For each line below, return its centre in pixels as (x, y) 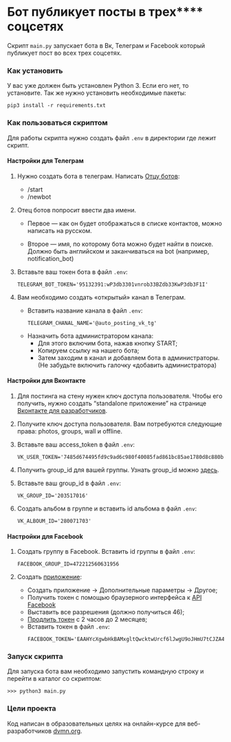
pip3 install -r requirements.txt (57, 106)
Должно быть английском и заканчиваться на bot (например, (118, 251)
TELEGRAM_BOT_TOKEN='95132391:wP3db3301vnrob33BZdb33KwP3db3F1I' (112, 284)
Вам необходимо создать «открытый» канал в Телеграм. (101, 297)
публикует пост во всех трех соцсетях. (65, 53)
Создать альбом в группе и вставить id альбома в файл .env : (107, 508)
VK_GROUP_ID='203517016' (53, 495)
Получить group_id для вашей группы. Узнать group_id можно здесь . (118, 470)
